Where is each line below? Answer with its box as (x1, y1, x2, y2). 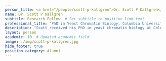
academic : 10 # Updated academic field (5, 35, 90, 40)
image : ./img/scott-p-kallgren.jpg (5, 39, 79, 44)
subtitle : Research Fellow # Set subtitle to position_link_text (5, 16, 145, 21)
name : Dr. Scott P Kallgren (5, 12, 63, 17)
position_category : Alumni (5, 48, 61, 53)
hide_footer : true (5, 44, 43, 49)
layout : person (5, 30, 37, 35)
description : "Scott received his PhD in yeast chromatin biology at (5, 26, 152, 30)
